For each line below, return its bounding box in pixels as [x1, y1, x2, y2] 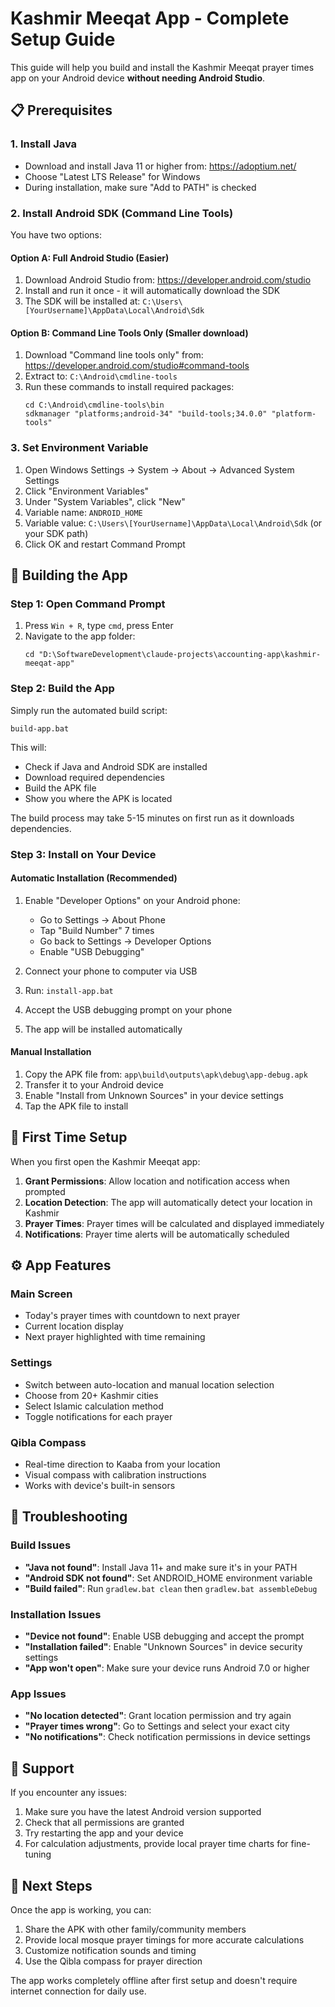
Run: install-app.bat [24, 984, 114, 996]
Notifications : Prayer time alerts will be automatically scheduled [24, 1228, 290, 1240]
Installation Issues [10, 1607, 102, 1621]
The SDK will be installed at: [24, 295, 141, 307]
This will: [10, 741, 47, 753]
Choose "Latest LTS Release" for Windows [24, 170, 201, 182]
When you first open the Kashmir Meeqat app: [10, 1155, 201, 1167]
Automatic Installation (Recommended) [10, 872, 178, 884]
